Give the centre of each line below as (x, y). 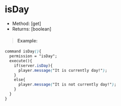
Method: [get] (26, 23)
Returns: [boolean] (32, 29)
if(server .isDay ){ (33, 65)
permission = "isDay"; (33, 56)
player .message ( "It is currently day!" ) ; (63, 70)
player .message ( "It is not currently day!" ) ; (67, 85)
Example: (27, 41)
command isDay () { (23, 51)
